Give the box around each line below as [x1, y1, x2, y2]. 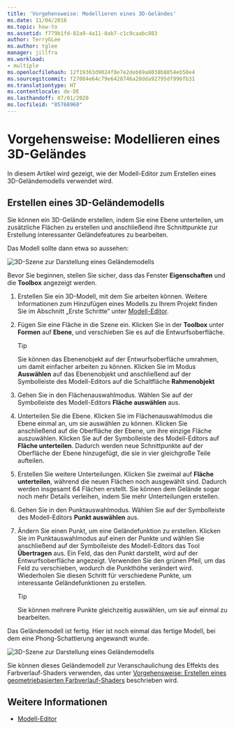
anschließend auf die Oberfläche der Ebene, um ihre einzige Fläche [17, 426, 212, 435]
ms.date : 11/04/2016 [7, 17, 68, 24]
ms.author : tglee [7, 43, 58, 50]
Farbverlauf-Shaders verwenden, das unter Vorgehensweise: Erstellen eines [7, 668, 227, 677]
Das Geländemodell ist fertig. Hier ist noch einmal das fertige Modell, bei [7, 626, 216, 635]
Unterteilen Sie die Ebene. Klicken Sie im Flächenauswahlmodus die [17, 412, 213, 420]
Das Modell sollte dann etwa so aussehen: [7, 244, 129, 252]
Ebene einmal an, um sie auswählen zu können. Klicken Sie [17, 419, 188, 427]
